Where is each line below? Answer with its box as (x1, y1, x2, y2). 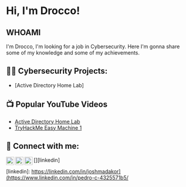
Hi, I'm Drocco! (6, 4, 80, 18)
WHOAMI (6, 28, 41, 38)
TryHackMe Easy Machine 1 (14, 124, 82, 131)
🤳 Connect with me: (6, 141, 79, 151)
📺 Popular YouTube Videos (6, 100, 107, 110)
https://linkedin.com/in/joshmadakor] (31, 168, 121, 175)
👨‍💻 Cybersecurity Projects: (6, 66, 108, 76)
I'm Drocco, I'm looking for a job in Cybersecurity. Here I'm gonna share (6, 43, 180, 50)
